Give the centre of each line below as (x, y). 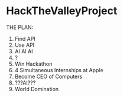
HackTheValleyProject (62, 11)
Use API (25, 45)
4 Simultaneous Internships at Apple (59, 70)
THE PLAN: (20, 27)
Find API (25, 38)
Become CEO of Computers (48, 76)
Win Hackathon (33, 64)
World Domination (37, 89)
